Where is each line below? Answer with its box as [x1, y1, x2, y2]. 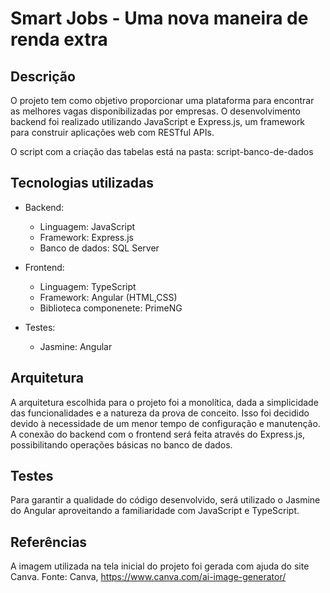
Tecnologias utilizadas [10, 175, 154, 192]
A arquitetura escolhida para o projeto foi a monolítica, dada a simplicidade [10, 396, 319, 408]
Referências [10, 533, 88, 551]
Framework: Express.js [39, 231, 134, 243]
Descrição [10, 68, 76, 85]
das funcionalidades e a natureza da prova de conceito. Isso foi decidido [10, 407, 310, 419]
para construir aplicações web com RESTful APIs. [10, 127, 215, 138]
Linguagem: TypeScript [39, 280, 137, 292]
